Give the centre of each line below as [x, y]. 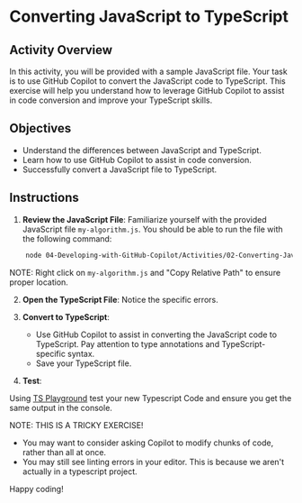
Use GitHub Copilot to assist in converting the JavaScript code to [156, 334]
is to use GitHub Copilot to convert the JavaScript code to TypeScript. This [147, 81]
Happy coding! [37, 489]
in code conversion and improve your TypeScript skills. [111, 100]
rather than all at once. [64, 452]
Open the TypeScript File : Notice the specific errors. [120, 299]
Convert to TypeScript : [66, 316]
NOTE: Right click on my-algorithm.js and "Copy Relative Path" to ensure [145, 272]
